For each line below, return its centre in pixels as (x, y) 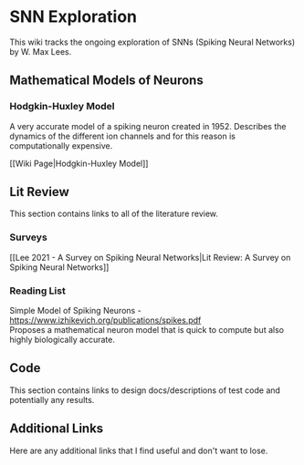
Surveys (28, 237)
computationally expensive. (61, 145)
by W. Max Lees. (41, 51)
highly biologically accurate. (63, 340)
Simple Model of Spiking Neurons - (75, 311)
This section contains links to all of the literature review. (114, 214)
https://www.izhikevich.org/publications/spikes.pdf (105, 320)
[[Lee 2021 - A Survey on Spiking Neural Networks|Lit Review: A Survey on (150, 257)
